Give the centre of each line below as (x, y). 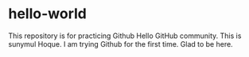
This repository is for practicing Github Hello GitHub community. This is (125, 36)
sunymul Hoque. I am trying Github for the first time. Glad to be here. (121, 44)
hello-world (48, 14)
